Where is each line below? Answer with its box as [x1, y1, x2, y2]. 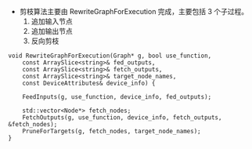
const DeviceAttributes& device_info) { [22, 79, 156, 87]
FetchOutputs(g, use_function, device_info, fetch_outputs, [22, 114, 222, 122]
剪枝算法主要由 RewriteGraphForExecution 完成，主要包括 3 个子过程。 [19, 7, 249, 16]
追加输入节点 [31, 16, 73, 26]
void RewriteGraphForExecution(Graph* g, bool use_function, [8, 52, 212, 60]
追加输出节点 [31, 27, 73, 35]
